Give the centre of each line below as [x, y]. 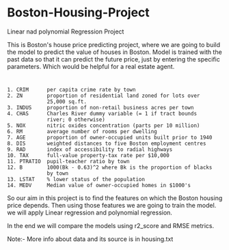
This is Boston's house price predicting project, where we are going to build [114, 44]
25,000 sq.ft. [67, 102]
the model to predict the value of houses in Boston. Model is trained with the [114, 52]
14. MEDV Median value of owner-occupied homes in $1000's [99, 186]
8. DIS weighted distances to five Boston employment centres [107, 144]
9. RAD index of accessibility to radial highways [90, 150]
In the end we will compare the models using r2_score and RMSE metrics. [110, 226]
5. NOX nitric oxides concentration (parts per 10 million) [104, 126]
